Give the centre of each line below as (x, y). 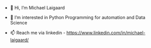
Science (19, 23)
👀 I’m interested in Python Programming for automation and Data (78, 17)
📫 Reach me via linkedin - (38, 33)
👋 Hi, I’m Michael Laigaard (37, 8)
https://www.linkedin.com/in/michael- (106, 33)
